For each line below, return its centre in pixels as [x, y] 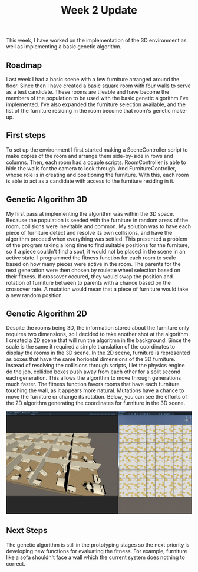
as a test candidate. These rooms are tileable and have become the [88, 92]
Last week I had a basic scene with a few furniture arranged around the [93, 79]
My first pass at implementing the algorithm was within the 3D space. [90, 213]
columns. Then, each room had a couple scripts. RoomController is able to [96, 162]
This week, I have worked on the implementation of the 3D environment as [96, 40]
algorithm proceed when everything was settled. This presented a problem [97, 239]
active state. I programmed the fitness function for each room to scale [91, 258]
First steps [26, 135]
